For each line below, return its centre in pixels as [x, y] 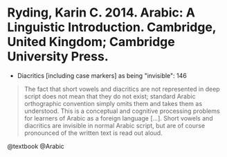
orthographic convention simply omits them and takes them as [113, 103]
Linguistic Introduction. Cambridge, [112, 27]
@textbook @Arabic [36, 146]
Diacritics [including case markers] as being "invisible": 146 [102, 75]
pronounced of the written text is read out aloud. [93, 133]
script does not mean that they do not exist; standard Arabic [110, 96]
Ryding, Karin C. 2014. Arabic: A [101, 13]
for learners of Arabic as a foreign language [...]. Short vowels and [118, 118]
